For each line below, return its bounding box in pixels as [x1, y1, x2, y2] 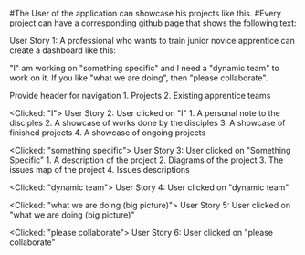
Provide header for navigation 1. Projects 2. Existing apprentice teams [9, 90, 271, 101]
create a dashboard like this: [9, 45, 117, 56]
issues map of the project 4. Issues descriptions [9, 165, 190, 175]
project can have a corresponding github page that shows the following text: [9, 17, 297, 28]
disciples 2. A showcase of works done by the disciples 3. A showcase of [9, 118, 286, 128]
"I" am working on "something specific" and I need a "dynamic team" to [9, 63, 280, 73]
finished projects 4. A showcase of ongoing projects [9, 127, 206, 138]
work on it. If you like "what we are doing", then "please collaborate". [9, 72, 268, 83]
